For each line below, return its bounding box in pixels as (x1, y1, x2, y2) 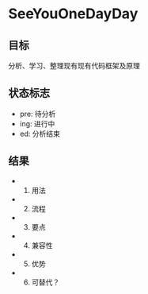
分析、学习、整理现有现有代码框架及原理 (8, 61, 140, 70)
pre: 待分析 (19, 109, 56, 118)
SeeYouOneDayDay (8, 5, 139, 23)
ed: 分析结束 (19, 129, 61, 138)
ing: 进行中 (19, 118, 55, 128)
